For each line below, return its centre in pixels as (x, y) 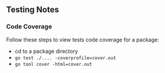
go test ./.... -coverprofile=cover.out (65, 58)
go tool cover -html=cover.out (53, 64)
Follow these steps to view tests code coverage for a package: (82, 39)
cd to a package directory (46, 51)
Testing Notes (33, 10)
